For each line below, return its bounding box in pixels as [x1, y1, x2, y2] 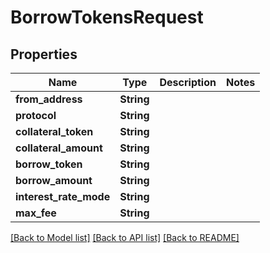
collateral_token [15, 125, 94, 138]
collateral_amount [15, 141, 103, 155]
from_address [15, 92, 83, 106]
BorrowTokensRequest [10, 6, 204, 29]
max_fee [15, 206, 57, 220]
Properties [10, 46, 78, 63]
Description [159, 76, 217, 89]
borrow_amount [15, 174, 93, 187]
